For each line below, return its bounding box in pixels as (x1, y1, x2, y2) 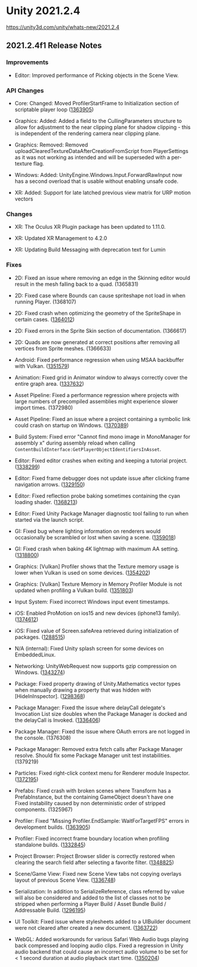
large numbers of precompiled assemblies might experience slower (14, 398, 178, 405)
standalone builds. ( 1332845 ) (14, 841, 86, 848)
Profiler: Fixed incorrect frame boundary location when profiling (14, 835, 169, 842)
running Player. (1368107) (14, 298, 76, 305)
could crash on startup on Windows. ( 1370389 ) (14, 422, 129, 429)
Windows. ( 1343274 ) (14, 669, 65, 676)
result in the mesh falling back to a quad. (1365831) (14, 281, 139, 288)
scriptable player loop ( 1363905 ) (14, 106, 94, 113)
